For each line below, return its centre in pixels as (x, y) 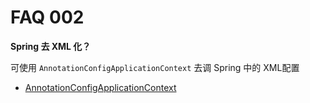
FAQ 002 (47, 17)
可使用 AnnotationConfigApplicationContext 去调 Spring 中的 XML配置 (155, 67)
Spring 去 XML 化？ (51, 46)
